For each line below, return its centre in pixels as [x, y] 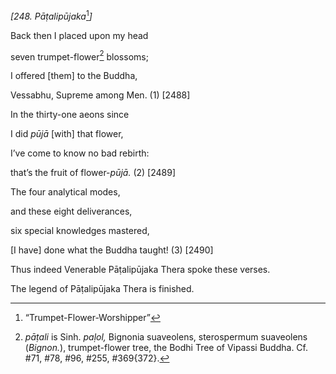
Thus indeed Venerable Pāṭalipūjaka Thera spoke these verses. [140, 270]
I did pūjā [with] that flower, [67, 134]
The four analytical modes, [65, 192]
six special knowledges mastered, [80, 231]
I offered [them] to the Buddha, [74, 76]
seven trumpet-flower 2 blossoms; [79, 56]
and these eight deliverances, [71, 211]
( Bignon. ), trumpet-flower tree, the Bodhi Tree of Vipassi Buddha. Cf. [166, 348]
